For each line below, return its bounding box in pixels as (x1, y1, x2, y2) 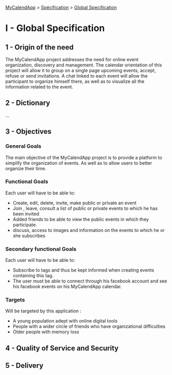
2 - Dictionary (5, 99, 50, 108)
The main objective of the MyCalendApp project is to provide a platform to (5, 154, 163, 160)
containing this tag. (12, 273, 54, 279)
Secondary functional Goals (5, 245, 77, 253)
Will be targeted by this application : (5, 308, 82, 314)
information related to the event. (5, 84, 73, 90)
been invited (12, 210, 40, 217)
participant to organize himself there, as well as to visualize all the (5, 78, 145, 84)
